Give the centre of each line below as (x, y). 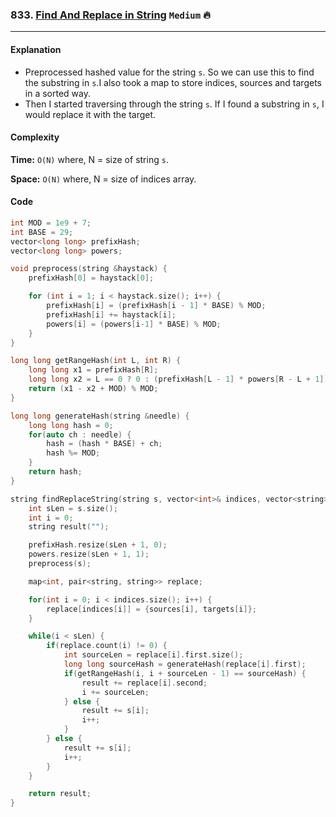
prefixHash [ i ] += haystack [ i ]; (111, 314)
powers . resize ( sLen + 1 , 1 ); (89, 554)
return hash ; (55, 472)
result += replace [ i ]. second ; (144, 683)
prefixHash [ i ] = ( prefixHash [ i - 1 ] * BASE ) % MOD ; (156, 306)
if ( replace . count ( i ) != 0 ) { (107, 646)
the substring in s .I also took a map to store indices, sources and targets (173, 82)
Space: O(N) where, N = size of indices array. (103, 179)
